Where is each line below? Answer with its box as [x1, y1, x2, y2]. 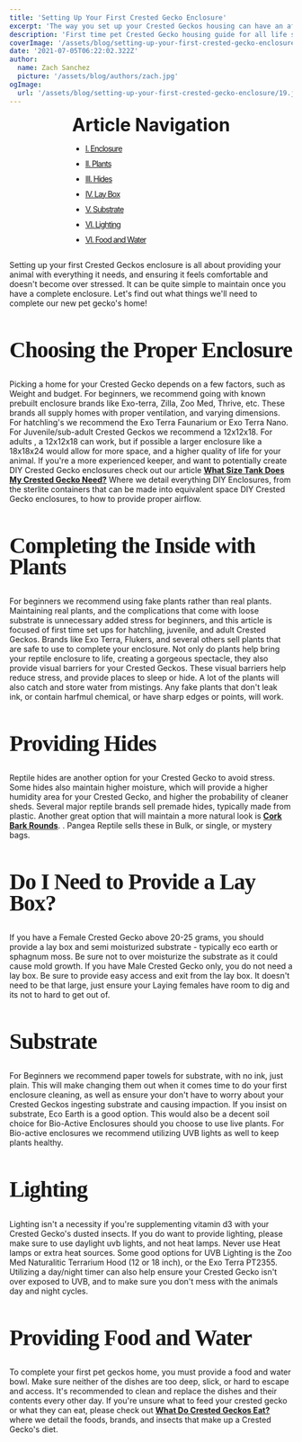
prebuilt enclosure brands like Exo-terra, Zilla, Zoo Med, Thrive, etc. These [9, 398, 286, 408]
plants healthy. [9, 1137, 64, 1148]
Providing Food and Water [9, 1324, 253, 1350]
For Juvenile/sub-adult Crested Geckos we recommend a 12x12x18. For [9, 426, 273, 437]
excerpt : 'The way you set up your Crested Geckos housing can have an [9, 22, 283, 31]
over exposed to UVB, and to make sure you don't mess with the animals [9, 1276, 279, 1286]
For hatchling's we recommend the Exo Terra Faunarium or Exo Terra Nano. [9, 416, 289, 427]
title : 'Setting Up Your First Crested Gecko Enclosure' [9, 13, 227, 22]
